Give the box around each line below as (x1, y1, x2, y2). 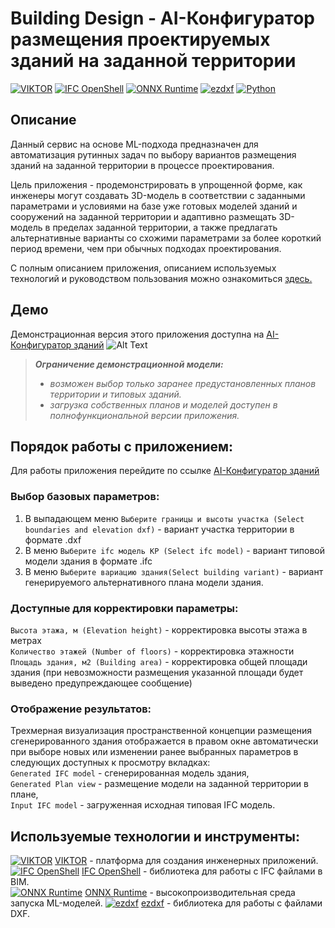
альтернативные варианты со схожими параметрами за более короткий (10, 232, 322, 244)
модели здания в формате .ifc (24, 555, 153, 567)
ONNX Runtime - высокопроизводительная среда (84, 887, 296, 899)
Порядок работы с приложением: (10, 438, 234, 455)
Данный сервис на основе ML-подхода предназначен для (10, 138, 259, 150)
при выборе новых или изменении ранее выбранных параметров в (10, 746, 299, 758)
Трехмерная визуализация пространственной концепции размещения (10, 725, 312, 737)
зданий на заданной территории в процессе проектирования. (10, 159, 275, 171)
